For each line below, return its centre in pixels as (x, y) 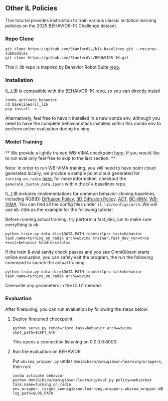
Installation (19, 80)
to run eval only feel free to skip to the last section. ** (60, 158)
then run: (22, 366)
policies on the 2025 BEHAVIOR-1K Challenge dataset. (61, 26)
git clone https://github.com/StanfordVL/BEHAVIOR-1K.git (67, 58)
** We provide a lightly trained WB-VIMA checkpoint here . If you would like (82, 153)
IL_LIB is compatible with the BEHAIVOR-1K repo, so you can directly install (83, 91)
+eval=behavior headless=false (38, 243)
